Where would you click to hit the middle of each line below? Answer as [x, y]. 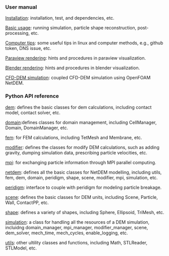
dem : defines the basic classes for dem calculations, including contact [78, 107]
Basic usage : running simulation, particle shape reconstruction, [71, 28]
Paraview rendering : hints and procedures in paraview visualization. [76, 58]
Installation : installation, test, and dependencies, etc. [60, 18]
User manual [21, 7]
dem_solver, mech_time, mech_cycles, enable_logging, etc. [67, 233]
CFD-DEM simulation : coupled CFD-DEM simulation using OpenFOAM [78, 78]
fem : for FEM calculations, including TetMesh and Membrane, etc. [74, 137]
